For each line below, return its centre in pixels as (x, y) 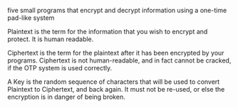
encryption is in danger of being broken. (67, 97)
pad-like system (31, 18)
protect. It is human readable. (51, 39)
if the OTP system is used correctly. (60, 68)
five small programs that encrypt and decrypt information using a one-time (117, 10)
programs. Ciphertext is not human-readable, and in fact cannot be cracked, (119, 60)
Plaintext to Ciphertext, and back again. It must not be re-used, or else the (116, 89)
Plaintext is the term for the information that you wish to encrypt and (108, 32)
